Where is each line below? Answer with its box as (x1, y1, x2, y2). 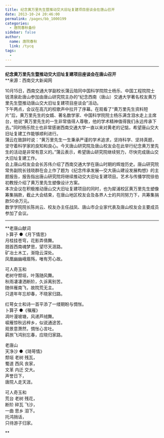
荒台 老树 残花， (5, 395, 38, 402)
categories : (5, 21, 29, 26)
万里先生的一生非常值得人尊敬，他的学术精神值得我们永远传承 (28, 119, 153, 124)
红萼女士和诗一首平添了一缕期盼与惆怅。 (5, 301, 86, 307)
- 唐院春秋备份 (9, 25, 36, 30)
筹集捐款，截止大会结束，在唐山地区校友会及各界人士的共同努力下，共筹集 (5, 192, 155, 198)
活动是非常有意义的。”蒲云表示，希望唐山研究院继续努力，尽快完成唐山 (13, 149, 155, 155)
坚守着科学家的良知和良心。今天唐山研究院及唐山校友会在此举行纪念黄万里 (5, 143, 155, 149)
